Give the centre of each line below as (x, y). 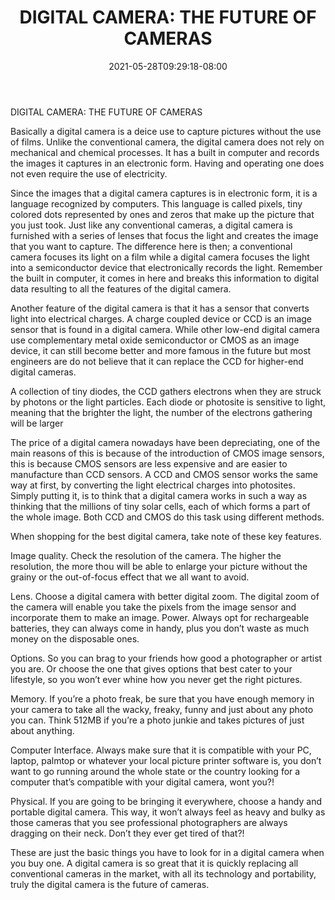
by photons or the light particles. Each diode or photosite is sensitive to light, (168, 402)
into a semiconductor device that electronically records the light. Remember (166, 267)
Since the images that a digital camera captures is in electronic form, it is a (164, 193)
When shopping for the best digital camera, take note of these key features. (166, 536)
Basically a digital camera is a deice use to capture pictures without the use (166, 131)
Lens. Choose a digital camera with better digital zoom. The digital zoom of (165, 596)
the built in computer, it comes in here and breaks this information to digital (165, 278)
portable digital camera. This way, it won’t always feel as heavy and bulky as (168, 812)
